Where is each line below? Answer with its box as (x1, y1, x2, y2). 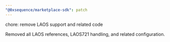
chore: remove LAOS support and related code (5, 21, 103, 27)
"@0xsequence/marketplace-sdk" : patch (5, 7, 88, 13)
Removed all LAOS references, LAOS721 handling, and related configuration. (5, 31, 165, 37)
